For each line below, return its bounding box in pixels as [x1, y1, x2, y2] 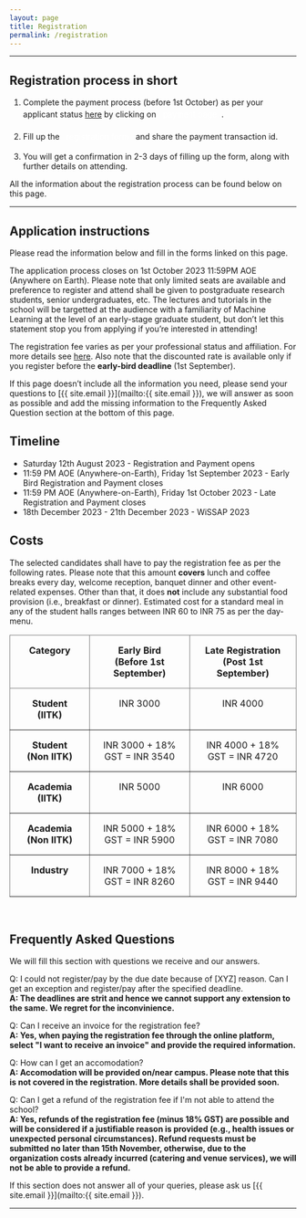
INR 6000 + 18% [206, 822, 280, 835]
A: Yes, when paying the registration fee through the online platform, [9, 1030, 275, 1041]
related [9, 586, 36, 597]
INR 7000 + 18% [103, 864, 177, 877]
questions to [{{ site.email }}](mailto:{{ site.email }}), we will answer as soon [9, 388, 294, 398]
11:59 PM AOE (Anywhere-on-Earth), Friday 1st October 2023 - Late [22, 487, 276, 498]
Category [28, 644, 71, 656]
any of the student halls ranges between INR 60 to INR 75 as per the [9, 605, 265, 616]
